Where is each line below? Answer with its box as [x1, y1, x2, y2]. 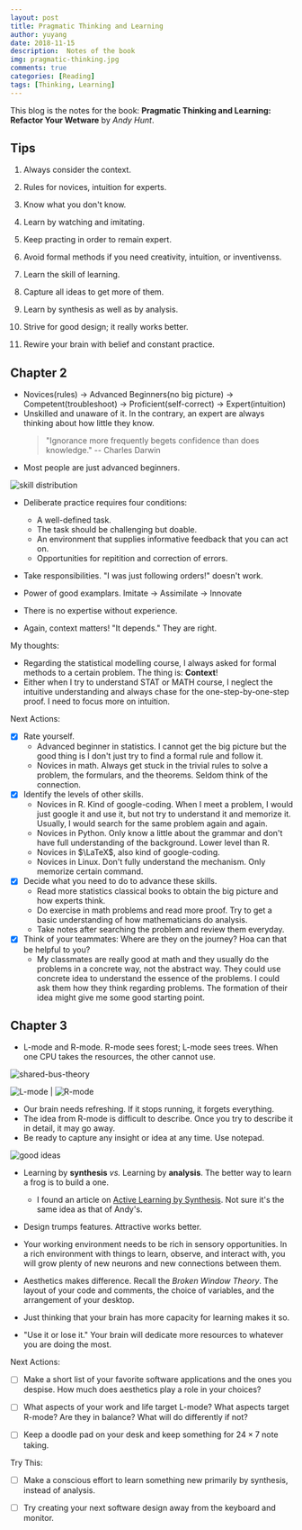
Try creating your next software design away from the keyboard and [22, 1502, 277, 1513]
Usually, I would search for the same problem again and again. [36, 818, 268, 829]
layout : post [10, 13, 59, 23]
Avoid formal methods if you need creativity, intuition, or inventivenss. [22, 251, 282, 262]
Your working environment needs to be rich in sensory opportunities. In [22, 1239, 288, 1250]
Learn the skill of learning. [22, 269, 120, 280]
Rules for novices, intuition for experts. [22, 182, 167, 193]
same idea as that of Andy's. [36, 1204, 143, 1215]
